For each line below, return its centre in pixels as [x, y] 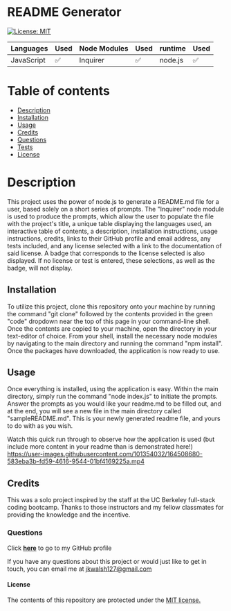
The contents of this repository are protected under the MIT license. [104, 600]
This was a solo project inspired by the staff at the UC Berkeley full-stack [111, 500]
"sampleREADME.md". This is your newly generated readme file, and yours [114, 419]
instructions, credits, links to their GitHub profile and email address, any [109, 238]
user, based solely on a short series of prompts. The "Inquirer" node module [116, 209]
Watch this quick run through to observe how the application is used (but [111, 439]
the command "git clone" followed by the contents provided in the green [110, 313]
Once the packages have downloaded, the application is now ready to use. [113, 350]
